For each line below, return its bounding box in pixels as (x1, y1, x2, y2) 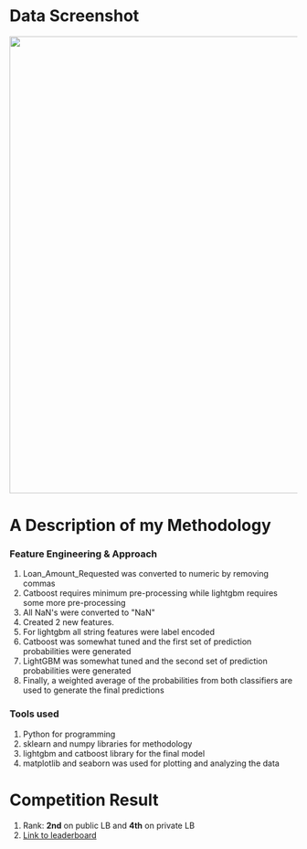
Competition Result (9, 790, 159, 810)
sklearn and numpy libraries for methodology (22, 738, 193, 749)
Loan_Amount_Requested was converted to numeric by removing (22, 568, 270, 579)
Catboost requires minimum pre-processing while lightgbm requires (22, 588, 279, 599)
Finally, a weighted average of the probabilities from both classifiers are (22, 675, 293, 686)
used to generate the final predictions (22, 685, 164, 695)
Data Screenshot (9, 5, 140, 27)
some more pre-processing (22, 598, 126, 609)
